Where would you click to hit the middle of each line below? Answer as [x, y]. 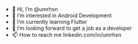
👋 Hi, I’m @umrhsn [35, 9]
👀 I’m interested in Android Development [62, 15]
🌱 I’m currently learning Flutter [49, 22]
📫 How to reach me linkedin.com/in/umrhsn [67, 35]
